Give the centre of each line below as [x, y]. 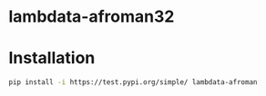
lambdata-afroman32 [92, 17]
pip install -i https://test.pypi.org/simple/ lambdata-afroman [133, 82]
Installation [52, 58]
